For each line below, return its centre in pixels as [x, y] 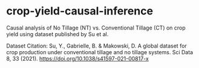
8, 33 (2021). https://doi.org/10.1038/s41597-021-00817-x [78, 58]
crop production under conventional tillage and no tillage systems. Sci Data [100, 52]
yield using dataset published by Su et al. [57, 34]
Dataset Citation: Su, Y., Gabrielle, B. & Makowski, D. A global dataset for [97, 46]
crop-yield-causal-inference [80, 11]
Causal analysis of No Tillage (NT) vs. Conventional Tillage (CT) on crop [96, 28]
